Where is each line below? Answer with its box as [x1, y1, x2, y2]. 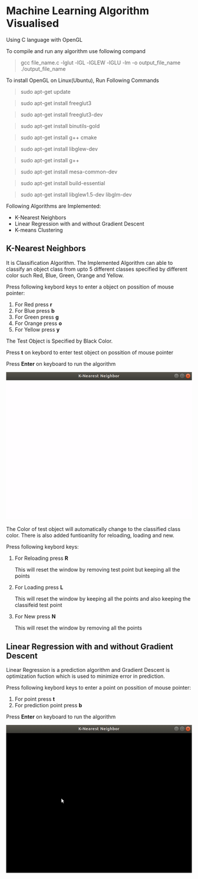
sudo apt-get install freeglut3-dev [20, 111, 103, 118]
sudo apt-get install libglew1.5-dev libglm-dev [20, 191, 132, 198]
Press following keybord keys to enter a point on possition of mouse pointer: [6, 684, 192, 691]
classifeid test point [14, 602, 62, 609]
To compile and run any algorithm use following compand [6, 47, 146, 54]
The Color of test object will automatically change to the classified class [6, 526, 181, 533]
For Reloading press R [14, 555, 69, 562]
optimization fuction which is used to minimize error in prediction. [6, 673, 165, 680]
